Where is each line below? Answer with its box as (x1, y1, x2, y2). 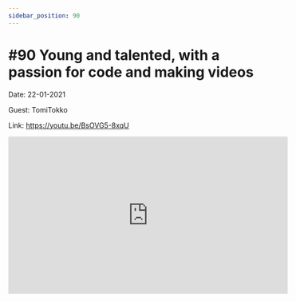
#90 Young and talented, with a (8, 46, 220, 64)
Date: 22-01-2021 (8, 89, 66, 99)
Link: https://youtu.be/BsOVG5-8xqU (8, 121, 129, 130)
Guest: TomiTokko (8, 105, 68, 114)
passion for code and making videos (8, 63, 254, 81)
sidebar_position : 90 (8, 11, 81, 20)
